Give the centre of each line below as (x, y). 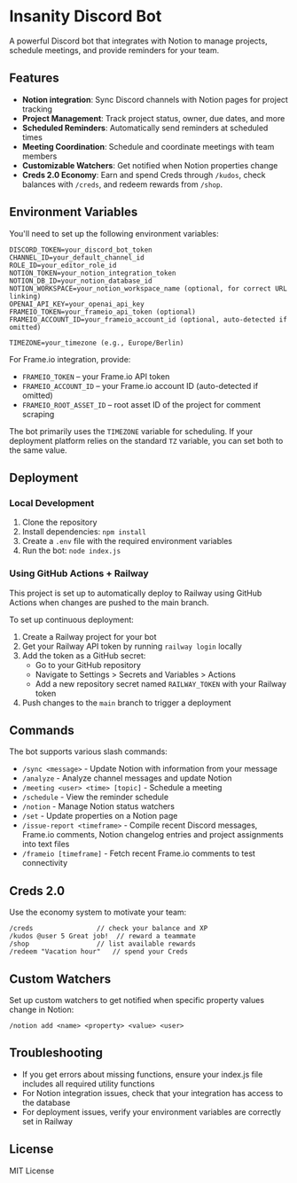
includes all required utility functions (88, 1084)
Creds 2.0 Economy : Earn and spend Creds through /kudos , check (144, 175)
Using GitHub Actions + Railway (79, 573)
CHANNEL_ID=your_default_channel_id (77, 257)
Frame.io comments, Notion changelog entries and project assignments (152, 835)
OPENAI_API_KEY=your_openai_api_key (77, 304)
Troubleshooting (56, 1053)
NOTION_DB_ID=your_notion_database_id (81, 281)
